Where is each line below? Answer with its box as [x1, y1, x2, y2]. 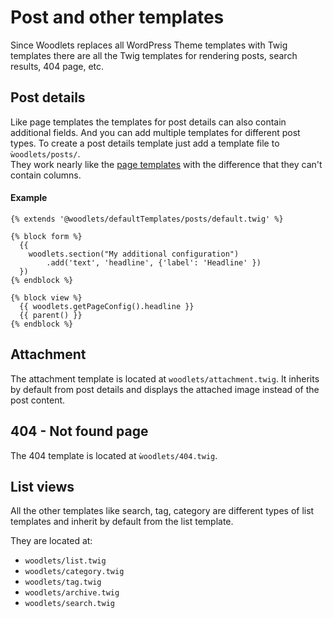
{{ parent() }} [19, 310, 83, 320]
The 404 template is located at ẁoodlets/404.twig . [10, 449, 218, 461]
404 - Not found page [10, 423, 149, 440]
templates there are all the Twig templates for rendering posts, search [10, 49, 298, 61]
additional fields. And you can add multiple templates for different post [10, 126, 301, 138]
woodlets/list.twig [24, 556, 107, 566]
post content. [10, 394, 66, 406]
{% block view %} [10, 292, 83, 303]
